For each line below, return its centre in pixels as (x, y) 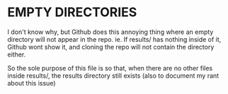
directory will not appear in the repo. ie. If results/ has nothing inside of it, (114, 39)
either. (17, 54)
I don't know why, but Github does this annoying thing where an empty (110, 32)
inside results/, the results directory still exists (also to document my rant (113, 76)
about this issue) (32, 83)
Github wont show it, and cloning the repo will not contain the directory (111, 47)
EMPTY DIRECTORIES (72, 12)
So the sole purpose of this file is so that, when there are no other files (110, 68)
